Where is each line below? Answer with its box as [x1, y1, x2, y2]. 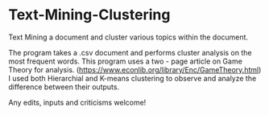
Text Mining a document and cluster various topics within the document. [8, 32, 248, 42]
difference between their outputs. [8, 82, 119, 92]
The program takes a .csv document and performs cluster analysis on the [8, 47, 252, 57]
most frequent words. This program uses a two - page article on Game [8, 56, 243, 66]
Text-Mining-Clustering [8, 6, 171, 24]
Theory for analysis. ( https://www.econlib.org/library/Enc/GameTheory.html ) [8, 64, 262, 74]
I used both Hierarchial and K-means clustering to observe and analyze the [8, 73, 257, 83]
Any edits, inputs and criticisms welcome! [8, 97, 147, 107]
